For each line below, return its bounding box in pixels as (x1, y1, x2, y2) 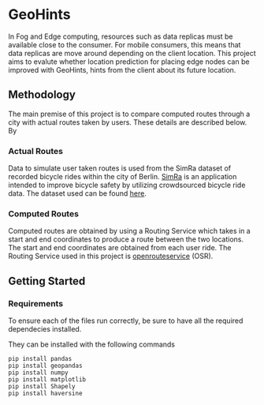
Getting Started (8, 274, 86, 287)
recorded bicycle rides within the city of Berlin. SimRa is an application (8, 172, 237, 182)
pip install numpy (8, 369, 69, 377)
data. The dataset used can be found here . (8, 189, 147, 198)
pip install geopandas (8, 362, 83, 370)
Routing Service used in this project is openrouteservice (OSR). (8, 251, 214, 261)
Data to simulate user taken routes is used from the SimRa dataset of (8, 163, 232, 173)
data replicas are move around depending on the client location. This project (8, 48, 256, 58)
